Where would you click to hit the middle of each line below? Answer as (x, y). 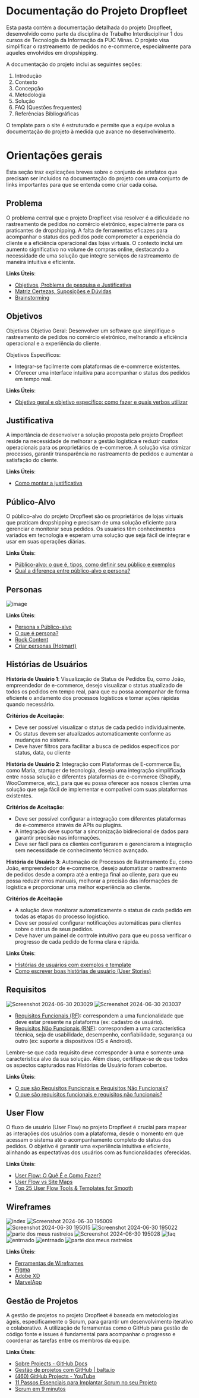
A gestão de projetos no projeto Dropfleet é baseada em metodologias (92, 1315)
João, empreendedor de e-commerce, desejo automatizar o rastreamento (97, 868)
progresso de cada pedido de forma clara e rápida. (77, 941)
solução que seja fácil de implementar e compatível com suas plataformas (97, 789)
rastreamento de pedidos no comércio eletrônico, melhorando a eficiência (97, 337)
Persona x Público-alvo (43, 627)
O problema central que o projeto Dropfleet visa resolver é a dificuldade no (98, 218)
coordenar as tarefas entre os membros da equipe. (68, 1340)
